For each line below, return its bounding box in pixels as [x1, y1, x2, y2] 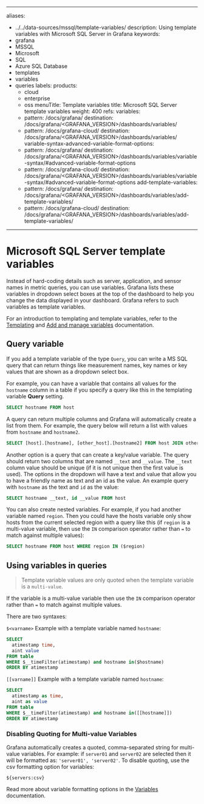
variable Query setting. [6, 392, 64, 400]
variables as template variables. [6, 303, 86, 310]
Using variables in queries [6, 560, 107, 571]
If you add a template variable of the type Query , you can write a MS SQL [6, 355, 188, 362]
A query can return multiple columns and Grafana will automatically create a [6, 415, 196, 423]
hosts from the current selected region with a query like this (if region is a [6, 519, 191, 526]
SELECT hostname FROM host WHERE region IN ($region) [6, 543, 146, 550]
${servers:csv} [6, 775, 45, 781]
